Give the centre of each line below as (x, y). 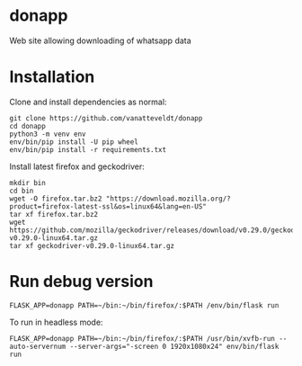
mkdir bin (28, 183)
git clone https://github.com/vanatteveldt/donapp (106, 118)
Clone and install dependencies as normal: (88, 102)
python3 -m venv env (48, 134)
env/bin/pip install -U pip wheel (74, 142)
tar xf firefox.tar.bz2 (54, 214)
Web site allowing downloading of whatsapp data (100, 40)
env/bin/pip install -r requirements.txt (88, 149)
